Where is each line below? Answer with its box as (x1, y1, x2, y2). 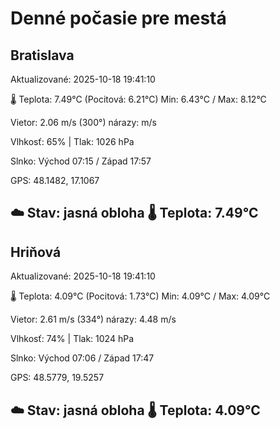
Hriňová (10, 243, 62, 261)
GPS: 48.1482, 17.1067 (10, 175, 100, 186)
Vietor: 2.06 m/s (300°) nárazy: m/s (10, 117, 157, 128)
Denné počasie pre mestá (10, 7, 227, 30)
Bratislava (10, 47, 75, 64)
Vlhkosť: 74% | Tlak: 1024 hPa (10, 333, 134, 345)
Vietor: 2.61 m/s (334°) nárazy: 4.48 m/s (10, 313, 177, 326)
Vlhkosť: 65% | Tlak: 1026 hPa (10, 136, 135, 147)
